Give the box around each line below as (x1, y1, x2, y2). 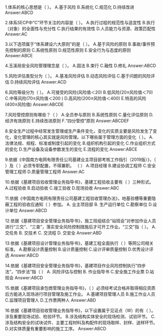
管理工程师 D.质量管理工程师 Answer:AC (5, 169, 85, 175)
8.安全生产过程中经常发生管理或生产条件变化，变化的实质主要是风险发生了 (5, 128, 153, 134)
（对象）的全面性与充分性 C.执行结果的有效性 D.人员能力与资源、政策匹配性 (5, 26, 156, 32)
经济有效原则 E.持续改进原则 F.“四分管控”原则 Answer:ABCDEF (5, 118, 130, 124)
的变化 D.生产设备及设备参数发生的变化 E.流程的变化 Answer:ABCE (5, 146, 138, 152)
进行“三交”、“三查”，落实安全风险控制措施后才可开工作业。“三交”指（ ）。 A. (5, 224, 156, 229)
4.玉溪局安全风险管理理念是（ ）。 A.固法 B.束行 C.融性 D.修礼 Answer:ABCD (5, 63, 156, 68)
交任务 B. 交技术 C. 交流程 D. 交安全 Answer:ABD (5, 230, 102, 236)
